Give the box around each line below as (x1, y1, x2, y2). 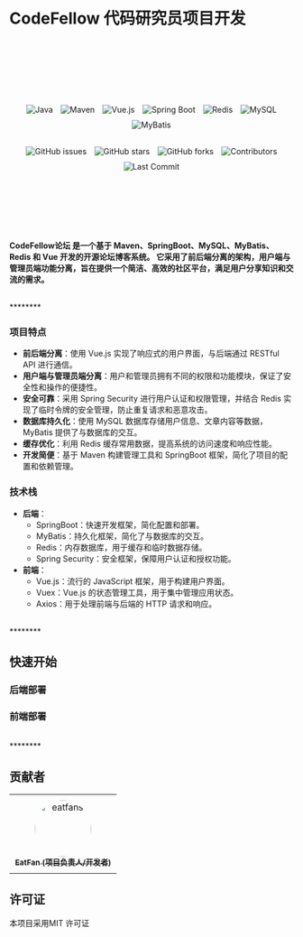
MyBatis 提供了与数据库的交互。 (22, 427, 142, 438)
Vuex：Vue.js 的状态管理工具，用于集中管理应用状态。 (35, 587, 239, 598)
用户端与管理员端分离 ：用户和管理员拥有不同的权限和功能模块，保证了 (22, 371, 284, 382)
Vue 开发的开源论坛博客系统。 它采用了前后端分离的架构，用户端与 (41, 251, 291, 262)
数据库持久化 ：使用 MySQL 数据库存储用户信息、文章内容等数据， (22, 416, 268, 427)
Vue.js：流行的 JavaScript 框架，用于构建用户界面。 (35, 575, 230, 587)
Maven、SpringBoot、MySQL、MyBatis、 (113, 240, 274, 251)
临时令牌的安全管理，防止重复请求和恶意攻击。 (38, 404, 213, 415)
